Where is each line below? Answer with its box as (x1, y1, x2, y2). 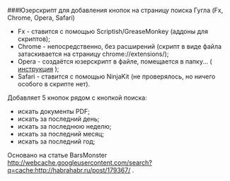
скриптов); (17, 35, 51, 43)
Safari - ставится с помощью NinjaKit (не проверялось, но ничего (17, 72, 216, 81)
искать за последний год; (17, 137, 96, 146)
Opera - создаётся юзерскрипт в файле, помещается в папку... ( (17, 57, 212, 66)
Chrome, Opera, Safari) (7, 13, 76, 22)
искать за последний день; (17, 115, 100, 123)
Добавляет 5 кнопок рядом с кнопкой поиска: (7, 93, 147, 102)
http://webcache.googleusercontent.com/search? (7, 158, 152, 167)
